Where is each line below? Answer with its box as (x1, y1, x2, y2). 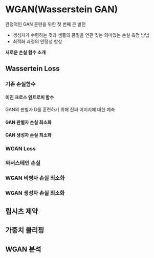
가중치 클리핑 (5, 226, 45, 234)
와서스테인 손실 (5, 159, 41, 167)
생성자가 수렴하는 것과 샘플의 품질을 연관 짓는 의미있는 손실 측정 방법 (12, 32, 149, 38)
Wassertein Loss (5, 64, 60, 73)
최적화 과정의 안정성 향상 (12, 38, 62, 44)
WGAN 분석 (5, 245, 41, 253)
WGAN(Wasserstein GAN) (5, 4, 118, 15)
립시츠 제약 (5, 207, 38, 216)
